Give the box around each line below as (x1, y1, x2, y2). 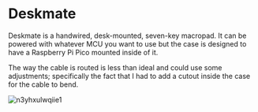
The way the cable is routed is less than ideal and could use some (8, 62, 222, 72)
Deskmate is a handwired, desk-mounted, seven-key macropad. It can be (8, 31, 247, 40)
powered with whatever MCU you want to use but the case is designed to (8, 39, 247, 48)
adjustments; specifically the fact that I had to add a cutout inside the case (8, 71, 251, 80)
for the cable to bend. (8, 80, 79, 89)
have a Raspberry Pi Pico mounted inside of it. (8, 47, 159, 57)
